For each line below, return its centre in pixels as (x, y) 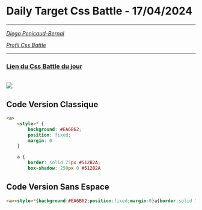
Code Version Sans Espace (58, 187)
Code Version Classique (52, 104)
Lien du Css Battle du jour (44, 66)
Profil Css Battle (26, 45)
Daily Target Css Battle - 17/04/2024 (99, 11)
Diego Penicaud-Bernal (35, 33)
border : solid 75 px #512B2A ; (64, 163)
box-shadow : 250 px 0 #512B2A (64, 168)
